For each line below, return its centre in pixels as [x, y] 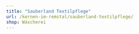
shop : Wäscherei [26, 22]
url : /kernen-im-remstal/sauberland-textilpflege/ [70, 17]
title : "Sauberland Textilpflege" [49, 11]
